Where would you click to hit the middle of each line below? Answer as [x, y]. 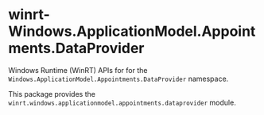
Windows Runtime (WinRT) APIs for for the [78, 70]
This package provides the [52, 94]
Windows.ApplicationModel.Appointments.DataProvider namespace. [118, 79]
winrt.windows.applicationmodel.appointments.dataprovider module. [122, 102]
